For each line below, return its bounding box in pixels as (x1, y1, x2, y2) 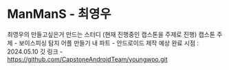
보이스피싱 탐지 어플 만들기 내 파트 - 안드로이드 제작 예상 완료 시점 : (19, 38, 199, 47)
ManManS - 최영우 (7, 6, 111, 22)
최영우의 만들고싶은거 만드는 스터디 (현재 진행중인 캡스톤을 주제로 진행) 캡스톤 (7, 30, 215, 38)
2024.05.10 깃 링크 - (7, 47, 63, 56)
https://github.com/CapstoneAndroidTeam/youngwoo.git (7, 55, 168, 63)
